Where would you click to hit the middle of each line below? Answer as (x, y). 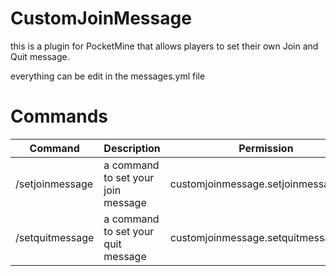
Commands (59, 116)
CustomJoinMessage (101, 18)
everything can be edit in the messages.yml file (108, 76)
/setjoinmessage (54, 184)
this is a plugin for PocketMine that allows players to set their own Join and (164, 46)
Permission (266, 148)
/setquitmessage (55, 237)
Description (132, 148)
